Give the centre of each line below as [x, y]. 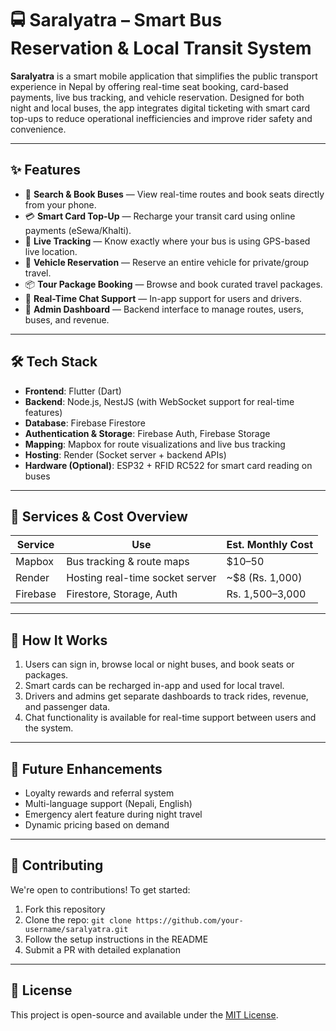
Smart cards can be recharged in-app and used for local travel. [154, 686]
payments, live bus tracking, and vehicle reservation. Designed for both [157, 97]
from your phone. [60, 204]
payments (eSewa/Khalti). [78, 230]
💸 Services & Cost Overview [99, 516]
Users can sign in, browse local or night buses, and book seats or [159, 664]
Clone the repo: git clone [78, 919]
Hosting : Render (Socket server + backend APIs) [125, 454]
